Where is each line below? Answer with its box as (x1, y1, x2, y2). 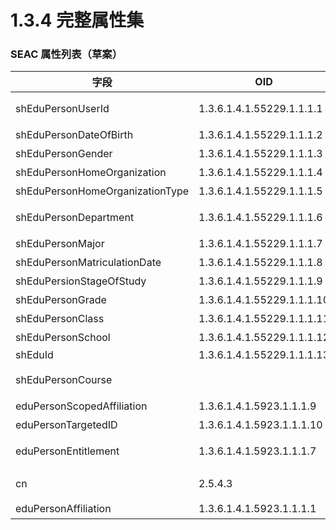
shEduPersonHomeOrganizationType (15, 184, 190, 198)
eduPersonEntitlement (15, 444, 120, 458)
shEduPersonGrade (15, 293, 107, 307)
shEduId (15, 348, 54, 362)
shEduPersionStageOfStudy (15, 274, 147, 288)
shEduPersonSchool (15, 331, 111, 345)
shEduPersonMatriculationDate (15, 256, 162, 270)
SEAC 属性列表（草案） (10, 47, 123, 61)
